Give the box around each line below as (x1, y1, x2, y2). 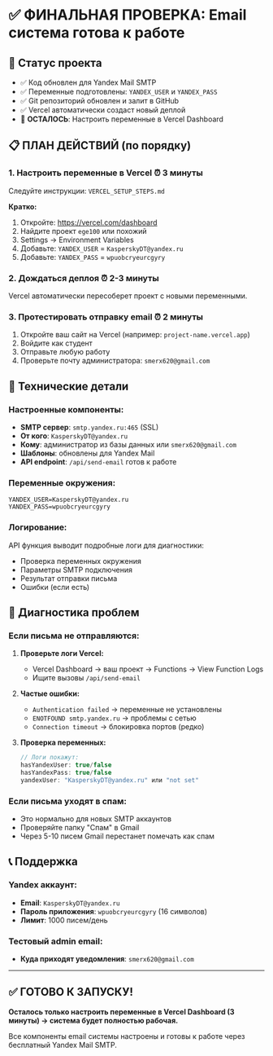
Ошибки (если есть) (19, 582, 90, 592)
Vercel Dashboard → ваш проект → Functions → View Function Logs (32, 664, 264, 674)
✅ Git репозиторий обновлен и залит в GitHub (19, 96, 180, 105)
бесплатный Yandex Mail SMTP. (8, 1040, 118, 1049)
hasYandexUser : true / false (19, 761, 112, 769)
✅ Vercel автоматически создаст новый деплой (19, 105, 186, 115)
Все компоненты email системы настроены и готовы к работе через (8, 1031, 245, 1041)
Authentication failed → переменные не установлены (32, 705, 222, 715)
